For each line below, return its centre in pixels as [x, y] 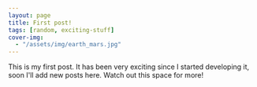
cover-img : [26, 37]
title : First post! [40, 23]
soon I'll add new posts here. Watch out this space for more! [106, 75]
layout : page [30, 15]
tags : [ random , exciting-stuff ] [61, 30]
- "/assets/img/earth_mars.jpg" [69, 45]
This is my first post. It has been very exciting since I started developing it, [129, 67]
